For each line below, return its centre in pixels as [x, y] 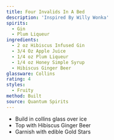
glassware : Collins [31, 74]
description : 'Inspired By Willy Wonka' [58, 17]
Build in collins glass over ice [51, 119]
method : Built [24, 96]
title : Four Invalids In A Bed [46, 12]
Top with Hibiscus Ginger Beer [53, 125]
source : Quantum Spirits [37, 101]
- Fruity [23, 91]
